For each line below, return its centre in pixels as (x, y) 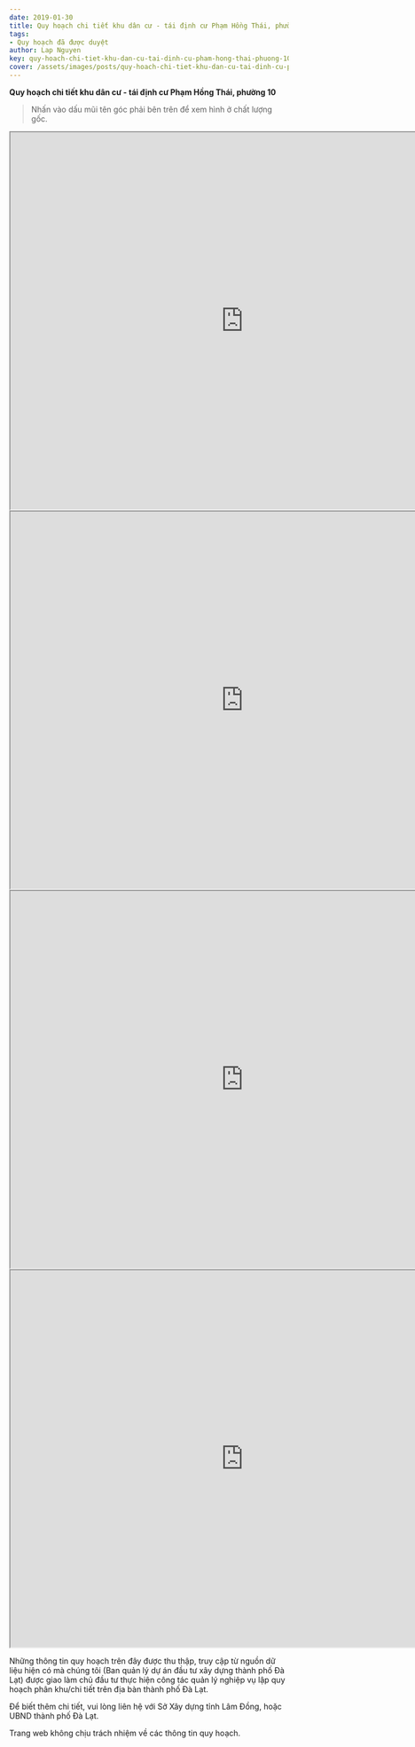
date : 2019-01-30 (41, 17)
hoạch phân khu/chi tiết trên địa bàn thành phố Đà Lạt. (109, 1689)
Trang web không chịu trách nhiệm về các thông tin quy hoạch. (125, 1733)
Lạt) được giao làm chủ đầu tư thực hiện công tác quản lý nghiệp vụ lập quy (147, 1680)
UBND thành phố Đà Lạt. (54, 1716)
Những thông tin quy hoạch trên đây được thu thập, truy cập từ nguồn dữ (143, 1661)
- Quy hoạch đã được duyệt (59, 42)
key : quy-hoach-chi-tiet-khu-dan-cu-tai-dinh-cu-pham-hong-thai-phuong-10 (150, 59)
